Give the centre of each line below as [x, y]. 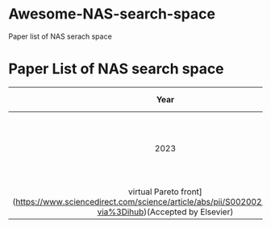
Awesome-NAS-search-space [112, 14]
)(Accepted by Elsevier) [189, 212]
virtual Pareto [153, 192]
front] [192, 192]
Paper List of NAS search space [116, 69]
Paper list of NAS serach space [60, 36]
